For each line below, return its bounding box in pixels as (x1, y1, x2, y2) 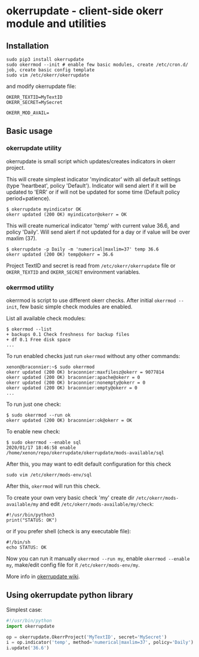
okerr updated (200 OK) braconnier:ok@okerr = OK (6, 417, 133, 423)
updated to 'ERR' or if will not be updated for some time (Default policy (6, 188, 180, 195)
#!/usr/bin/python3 (6, 512, 55, 518)
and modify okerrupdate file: (6, 82, 76, 90)
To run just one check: (6, 401, 62, 408)
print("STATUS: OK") (6, 517, 58, 523)
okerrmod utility (6, 283, 54, 291)
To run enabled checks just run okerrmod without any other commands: (6, 352, 180, 359)
